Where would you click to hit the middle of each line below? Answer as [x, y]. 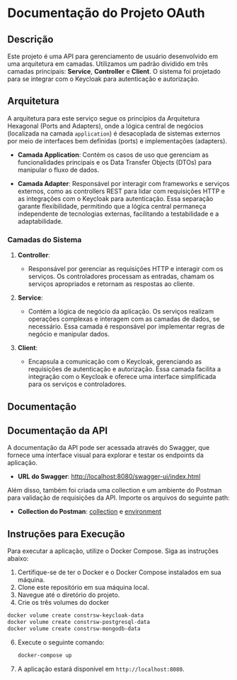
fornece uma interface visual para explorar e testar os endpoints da [105, 455]
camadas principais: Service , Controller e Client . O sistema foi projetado [114, 71]
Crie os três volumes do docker [63, 603]
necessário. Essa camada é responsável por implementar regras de [126, 327]
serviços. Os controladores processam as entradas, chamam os [121, 276]
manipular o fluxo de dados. [58, 170]
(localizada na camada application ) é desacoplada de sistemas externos [114, 133]
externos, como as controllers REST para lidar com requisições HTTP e [121, 191]
